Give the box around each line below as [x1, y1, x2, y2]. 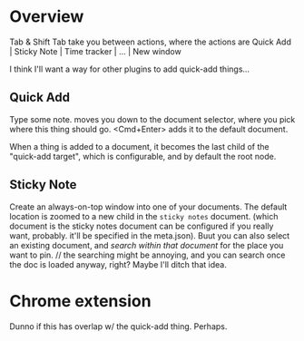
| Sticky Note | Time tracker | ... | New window [9, 45, 181, 56]
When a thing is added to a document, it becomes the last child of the [9, 141, 270, 151]
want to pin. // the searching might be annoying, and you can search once [9, 249, 286, 260]
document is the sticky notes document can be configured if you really [9, 220, 274, 231]
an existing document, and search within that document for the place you [9, 239, 284, 250]
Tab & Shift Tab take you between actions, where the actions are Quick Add [9, 36, 292, 47]
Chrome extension [9, 290, 152, 311]
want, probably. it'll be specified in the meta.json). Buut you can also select [9, 229, 290, 241]
